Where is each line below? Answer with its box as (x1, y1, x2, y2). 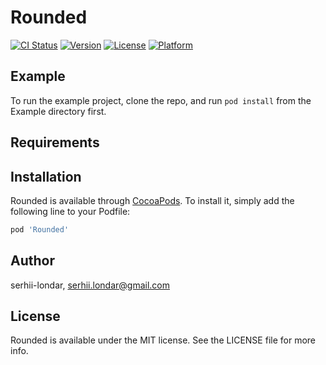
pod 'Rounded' (10, 224, 70, 235)
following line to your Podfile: (10, 205, 131, 217)
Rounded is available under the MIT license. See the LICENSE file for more (10, 334, 316, 346)
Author (10, 252, 55, 270)
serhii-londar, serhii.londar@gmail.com (10, 279, 171, 291)
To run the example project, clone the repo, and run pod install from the (10, 94, 312, 106)
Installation (10, 168, 82, 185)
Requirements (10, 134, 100, 151)
